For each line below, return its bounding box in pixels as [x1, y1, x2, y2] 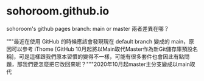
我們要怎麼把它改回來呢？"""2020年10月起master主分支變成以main [22, 60, 191, 68]
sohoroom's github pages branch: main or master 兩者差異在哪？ [6, 25, 169, 32]
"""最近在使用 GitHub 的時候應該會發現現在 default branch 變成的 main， [6, 37, 189, 45]
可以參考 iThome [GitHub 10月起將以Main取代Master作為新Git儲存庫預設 [11, 45, 193, 53]
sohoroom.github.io [6, 4, 110, 18]
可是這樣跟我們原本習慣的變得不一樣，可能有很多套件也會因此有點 [19, 53, 185, 60]
